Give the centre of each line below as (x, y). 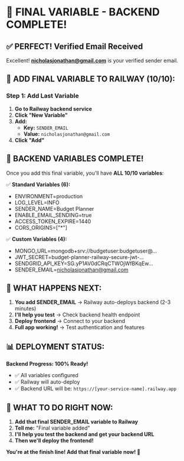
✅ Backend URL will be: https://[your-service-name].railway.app (96, 388)
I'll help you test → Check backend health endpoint (77, 315)
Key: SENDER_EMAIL (46, 127)
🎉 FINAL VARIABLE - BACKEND (83, 12)
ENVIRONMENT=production (49, 196)
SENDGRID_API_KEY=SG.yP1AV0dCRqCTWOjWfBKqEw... (84, 263)
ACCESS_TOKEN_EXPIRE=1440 (53, 221)
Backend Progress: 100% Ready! (47, 364)
